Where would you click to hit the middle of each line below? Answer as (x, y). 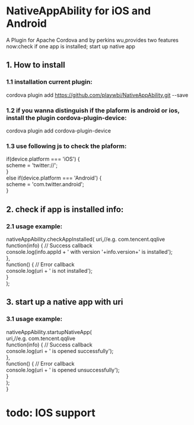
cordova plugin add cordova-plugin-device (59, 130)
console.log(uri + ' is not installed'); (50, 270)
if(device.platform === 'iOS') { (43, 159)
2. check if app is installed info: (65, 209)
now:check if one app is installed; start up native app (71, 46)
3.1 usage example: (34, 319)
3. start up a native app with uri (65, 302)
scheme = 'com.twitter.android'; (45, 184)
